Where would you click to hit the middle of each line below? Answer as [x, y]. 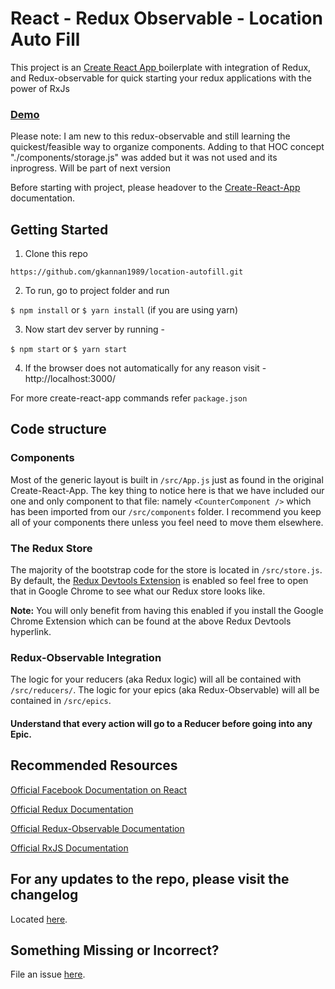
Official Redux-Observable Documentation [97, 828]
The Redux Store [51, 548]
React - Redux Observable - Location [166, 18]
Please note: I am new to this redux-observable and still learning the [150, 136]
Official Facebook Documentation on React [99, 789]
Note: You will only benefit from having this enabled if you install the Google [167, 611]
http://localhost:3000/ [70, 379]
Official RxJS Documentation [69, 848]
